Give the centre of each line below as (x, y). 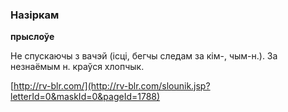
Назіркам (35, 15)
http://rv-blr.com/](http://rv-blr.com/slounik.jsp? (112, 86)
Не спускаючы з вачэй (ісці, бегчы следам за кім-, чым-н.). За (144, 56)
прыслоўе (32, 37)
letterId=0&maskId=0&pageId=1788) (85, 97)
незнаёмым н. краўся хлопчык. (77, 67)
